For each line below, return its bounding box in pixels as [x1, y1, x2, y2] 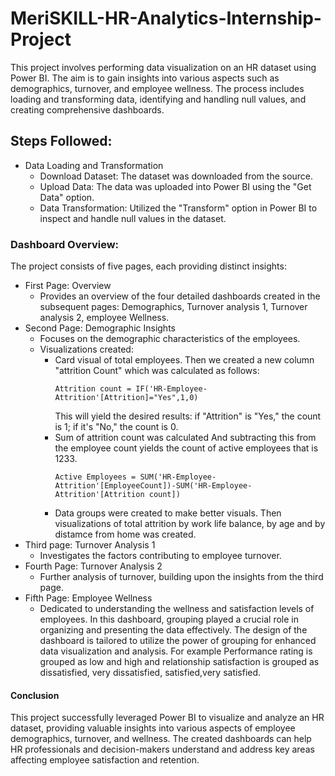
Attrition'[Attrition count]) [54, 490, 181, 500]
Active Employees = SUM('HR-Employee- [54, 472, 217, 482]
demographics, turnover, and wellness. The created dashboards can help [10, 733, 312, 745]
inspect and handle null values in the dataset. [39, 212, 227, 224]
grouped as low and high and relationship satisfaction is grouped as [39, 656, 320, 668]
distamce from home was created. [54, 528, 197, 541]
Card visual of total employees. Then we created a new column [54, 354, 315, 366]
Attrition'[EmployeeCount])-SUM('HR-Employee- [54, 481, 253, 491]
